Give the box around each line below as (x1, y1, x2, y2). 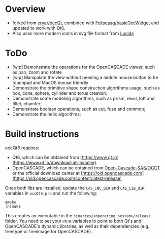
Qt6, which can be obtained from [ (12, 154, 82, 160)
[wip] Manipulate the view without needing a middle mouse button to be (12, 74, 159, 80)
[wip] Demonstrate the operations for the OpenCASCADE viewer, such (12, 64, 155, 70)
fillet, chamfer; (12, 100, 42, 107)
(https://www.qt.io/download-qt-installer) (12, 159, 97, 165)
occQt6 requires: (5, 145, 39, 151)
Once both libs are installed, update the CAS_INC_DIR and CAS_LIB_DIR (5, 185, 145, 191)
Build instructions (5, 128, 79, 140)
